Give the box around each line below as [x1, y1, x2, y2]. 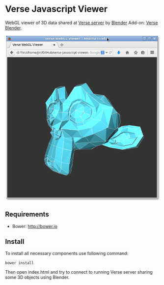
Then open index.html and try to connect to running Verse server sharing [5, 269, 153, 275]
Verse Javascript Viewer [5, 3, 108, 15]
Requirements [5, 210, 49, 219]
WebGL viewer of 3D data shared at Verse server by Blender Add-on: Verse [5, 20, 158, 26]
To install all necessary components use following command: [5, 251, 129, 256]
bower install [5, 260, 34, 266]
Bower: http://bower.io [12, 223, 58, 229]
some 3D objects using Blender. [5, 274, 70, 281]
